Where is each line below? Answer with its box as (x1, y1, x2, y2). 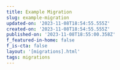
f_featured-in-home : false (6, 37, 75, 43)
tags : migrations (6, 54, 51, 60)
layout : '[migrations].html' (6, 49, 80, 55)
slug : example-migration (6, 15, 69, 21)
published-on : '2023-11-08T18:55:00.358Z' (6, 32, 116, 38)
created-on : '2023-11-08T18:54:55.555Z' (6, 26, 111, 32)
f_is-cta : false (6, 43, 48, 49)
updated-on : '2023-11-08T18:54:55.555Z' (6, 20, 111, 26)
